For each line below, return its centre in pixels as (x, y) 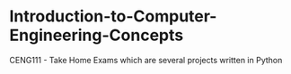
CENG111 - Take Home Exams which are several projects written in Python (146, 60)
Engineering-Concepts (97, 35)
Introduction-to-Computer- (113, 16)
